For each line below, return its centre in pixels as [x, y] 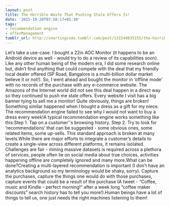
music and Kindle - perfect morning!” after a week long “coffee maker [78, 187]
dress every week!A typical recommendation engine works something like [82, 117]
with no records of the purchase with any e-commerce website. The [76, 85]
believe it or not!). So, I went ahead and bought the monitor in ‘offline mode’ [84, 79]
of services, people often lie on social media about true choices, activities [82, 154]
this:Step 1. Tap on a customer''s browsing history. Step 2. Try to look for [81, 122]
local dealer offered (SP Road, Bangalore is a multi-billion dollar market [79, 74]
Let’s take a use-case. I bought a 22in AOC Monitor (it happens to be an [80, 52]
